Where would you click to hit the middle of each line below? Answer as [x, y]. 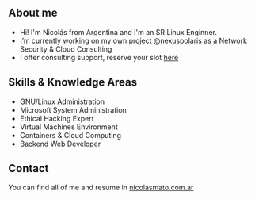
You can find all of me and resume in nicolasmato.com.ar [101, 188]
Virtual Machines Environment [69, 127]
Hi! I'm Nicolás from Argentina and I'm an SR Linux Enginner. [118, 32]
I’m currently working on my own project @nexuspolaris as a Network [133, 40]
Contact [29, 168]
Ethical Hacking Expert [57, 118]
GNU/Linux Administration [62, 101]
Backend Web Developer [60, 144]
